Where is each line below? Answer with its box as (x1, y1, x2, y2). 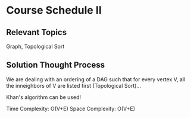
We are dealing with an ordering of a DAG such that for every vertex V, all (6, 75, 186, 83)
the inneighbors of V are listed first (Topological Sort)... (6, 82, 142, 89)
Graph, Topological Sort (6, 43, 65, 50)
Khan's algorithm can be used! (6, 93, 82, 101)
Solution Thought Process (6, 60, 105, 70)
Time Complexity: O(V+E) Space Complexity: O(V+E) (6, 105, 136, 112)
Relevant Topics (6, 27, 67, 37)
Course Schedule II (6, 4, 102, 17)
